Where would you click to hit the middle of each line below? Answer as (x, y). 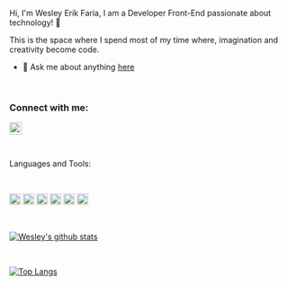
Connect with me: (49, 107)
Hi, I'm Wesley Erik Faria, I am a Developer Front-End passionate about (140, 13)
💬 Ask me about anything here (78, 67)
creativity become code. (54, 49)
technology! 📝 (35, 22)
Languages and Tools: (50, 164)
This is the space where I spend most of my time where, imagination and (144, 40)
